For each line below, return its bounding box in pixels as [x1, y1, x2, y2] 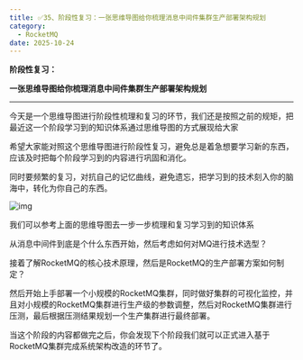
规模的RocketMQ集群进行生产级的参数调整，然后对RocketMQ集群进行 [32, 299, 293, 310]
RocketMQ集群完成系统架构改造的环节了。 [9, 341, 167, 352]
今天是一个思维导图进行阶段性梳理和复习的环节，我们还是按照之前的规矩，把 [9, 111, 294, 121]
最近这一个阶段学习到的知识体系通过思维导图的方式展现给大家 [9, 122, 239, 133]
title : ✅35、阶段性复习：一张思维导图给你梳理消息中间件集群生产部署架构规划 [9, 13, 267, 22]
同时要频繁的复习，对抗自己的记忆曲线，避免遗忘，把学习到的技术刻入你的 [9, 172, 286, 183]
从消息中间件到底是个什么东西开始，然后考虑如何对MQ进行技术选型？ [9, 238, 268, 249]
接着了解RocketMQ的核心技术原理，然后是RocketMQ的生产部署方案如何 [9, 257, 277, 268]
